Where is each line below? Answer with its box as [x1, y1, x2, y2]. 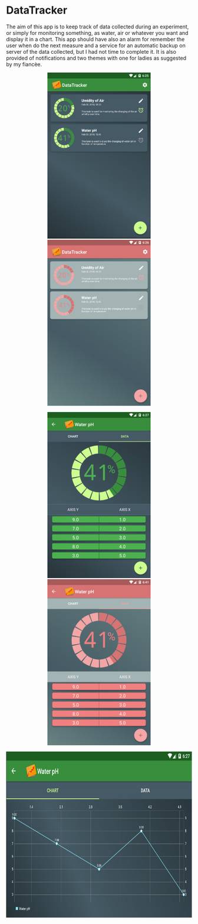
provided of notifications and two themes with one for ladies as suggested [6, 54, 187, 61]
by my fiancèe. [6, 60, 42, 68]
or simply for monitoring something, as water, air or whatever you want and [6, 29, 189, 36]
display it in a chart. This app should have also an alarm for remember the [6, 35, 185, 43]
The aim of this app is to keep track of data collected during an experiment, [6, 23, 189, 30]
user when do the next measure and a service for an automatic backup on [6, 42, 186, 49]
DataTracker [6, 4, 68, 17]
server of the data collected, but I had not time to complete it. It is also [6, 48, 177, 55]
